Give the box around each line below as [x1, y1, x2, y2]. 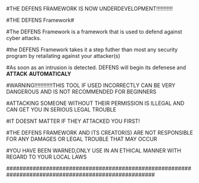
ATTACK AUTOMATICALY [6, 70, 71, 77]
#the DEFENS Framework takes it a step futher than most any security [6, 46, 178, 53]
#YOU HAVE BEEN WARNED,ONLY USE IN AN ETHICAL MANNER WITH [6, 147, 182, 154]
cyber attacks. [6, 35, 42, 41]
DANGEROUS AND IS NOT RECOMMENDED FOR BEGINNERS [6, 88, 157, 95]
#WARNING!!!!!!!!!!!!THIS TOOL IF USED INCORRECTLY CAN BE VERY [6, 82, 176, 89]
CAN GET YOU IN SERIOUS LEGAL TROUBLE [6, 106, 117, 113]
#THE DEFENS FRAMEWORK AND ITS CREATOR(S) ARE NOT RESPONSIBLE [6, 129, 194, 136]
